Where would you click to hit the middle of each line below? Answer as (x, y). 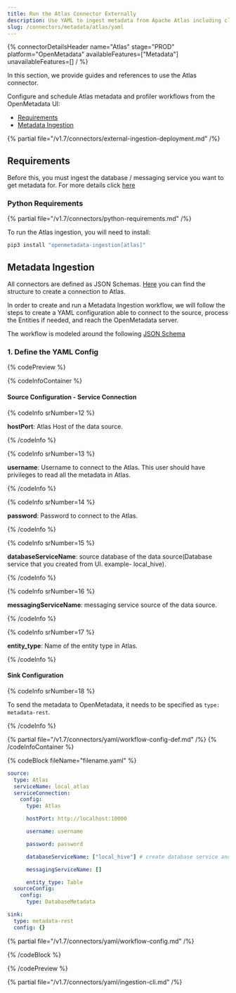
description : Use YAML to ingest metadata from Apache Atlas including (114, 20)
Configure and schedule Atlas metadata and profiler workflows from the (111, 96)
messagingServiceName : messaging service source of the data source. (112, 605)
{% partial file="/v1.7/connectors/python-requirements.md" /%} (99, 219)
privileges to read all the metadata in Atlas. (69, 475)
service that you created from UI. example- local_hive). (87, 564)
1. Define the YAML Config (53, 352)
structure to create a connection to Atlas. (66, 292)
